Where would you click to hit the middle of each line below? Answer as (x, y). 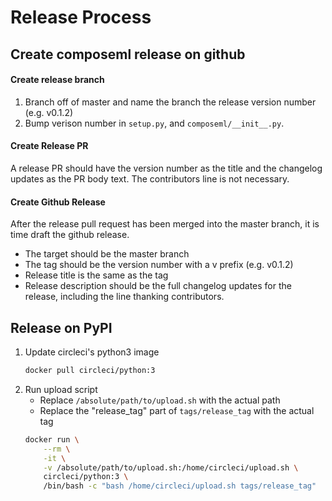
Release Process (81, 17)
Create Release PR (49, 146)
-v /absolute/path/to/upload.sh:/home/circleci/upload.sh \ (171, 467)
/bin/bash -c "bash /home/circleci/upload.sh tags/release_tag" (180, 486)
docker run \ (52, 439)
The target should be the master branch (107, 254)
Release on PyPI (61, 327)
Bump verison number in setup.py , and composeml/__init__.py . (154, 123)
